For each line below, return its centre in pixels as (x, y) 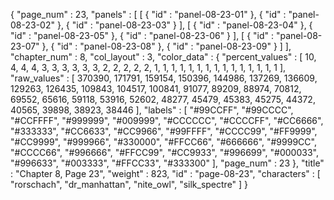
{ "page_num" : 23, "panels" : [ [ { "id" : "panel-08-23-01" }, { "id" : (148, 14)
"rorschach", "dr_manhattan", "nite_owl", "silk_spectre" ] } (129, 184)
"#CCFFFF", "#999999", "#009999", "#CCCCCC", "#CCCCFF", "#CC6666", (167, 120)
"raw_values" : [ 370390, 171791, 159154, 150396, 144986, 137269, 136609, (164, 78)
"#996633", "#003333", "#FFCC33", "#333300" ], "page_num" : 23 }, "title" (167, 163)
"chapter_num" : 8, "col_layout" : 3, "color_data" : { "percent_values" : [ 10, (163, 57)
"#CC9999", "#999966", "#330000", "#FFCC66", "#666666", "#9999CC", (163, 142)
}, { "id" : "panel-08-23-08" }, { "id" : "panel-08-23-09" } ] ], (166, 46)
